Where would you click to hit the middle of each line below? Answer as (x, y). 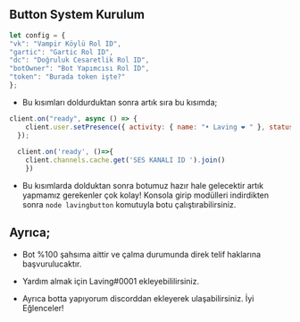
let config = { (37, 35)
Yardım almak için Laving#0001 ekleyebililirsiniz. (110, 281)
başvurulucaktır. (52, 264)
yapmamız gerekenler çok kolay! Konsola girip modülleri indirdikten (146, 195)
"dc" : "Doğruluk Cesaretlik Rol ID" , (79, 60)
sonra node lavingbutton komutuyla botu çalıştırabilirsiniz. (129, 205)
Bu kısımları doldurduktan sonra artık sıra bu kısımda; (120, 102)
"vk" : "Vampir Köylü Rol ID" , (66, 44)
